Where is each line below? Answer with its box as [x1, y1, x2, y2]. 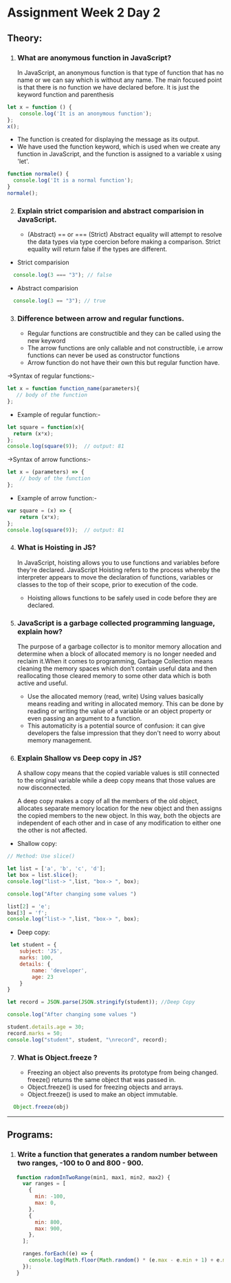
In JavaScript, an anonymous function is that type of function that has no [16, 68, 224, 76]
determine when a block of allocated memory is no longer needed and [16, 650, 217, 658]
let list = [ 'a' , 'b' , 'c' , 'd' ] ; [7, 865, 107, 872]
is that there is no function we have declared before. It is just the [16, 83, 200, 91]
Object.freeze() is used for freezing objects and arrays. [27, 1083, 184, 1092]
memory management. [27, 736, 92, 745]
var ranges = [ [22, 1180, 67, 1187]
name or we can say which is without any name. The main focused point [16, 76, 222, 84]
